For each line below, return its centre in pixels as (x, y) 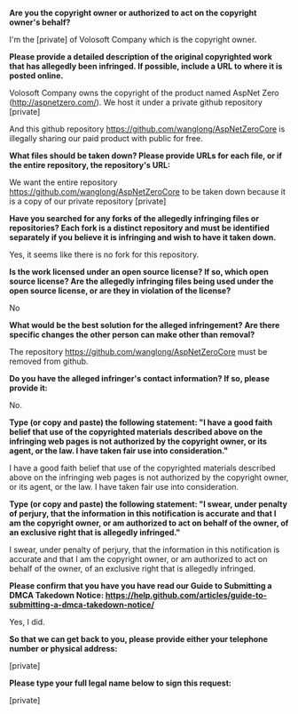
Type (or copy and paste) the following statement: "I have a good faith (141, 422)
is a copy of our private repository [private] (88, 201)
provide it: (28, 388)
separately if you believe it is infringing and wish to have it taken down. (143, 237)
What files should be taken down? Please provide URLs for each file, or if (145, 156)
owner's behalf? (40, 22)
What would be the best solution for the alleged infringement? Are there (145, 325)
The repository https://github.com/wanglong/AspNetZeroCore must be (138, 352)
